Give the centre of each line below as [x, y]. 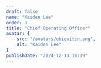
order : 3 [17, 22]
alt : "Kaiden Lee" [39, 45]
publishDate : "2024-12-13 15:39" [47, 56]
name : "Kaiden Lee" [30, 17]
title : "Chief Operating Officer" [48, 28]
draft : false [22, 12]
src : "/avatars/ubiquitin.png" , [56, 39]
